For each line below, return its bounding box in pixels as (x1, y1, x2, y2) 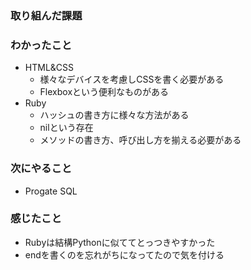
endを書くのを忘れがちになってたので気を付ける (24, 248, 225, 261)
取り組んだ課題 (10, 8, 83, 22)
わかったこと (10, 38, 73, 52)
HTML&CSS (24, 62, 75, 74)
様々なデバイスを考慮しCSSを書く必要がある (39, 73, 225, 86)
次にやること (10, 162, 73, 176)
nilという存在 (39, 122, 94, 134)
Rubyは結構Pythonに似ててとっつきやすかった (24, 236, 216, 248)
